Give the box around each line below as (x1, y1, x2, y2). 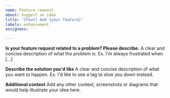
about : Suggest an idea (5, 12, 56, 17)
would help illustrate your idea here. (5, 87, 81, 93)
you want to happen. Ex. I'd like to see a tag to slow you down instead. (5, 71, 154, 77)
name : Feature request (5, 7, 54, 13)
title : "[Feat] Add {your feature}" (5, 17, 83, 22)
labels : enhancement (5, 22, 50, 27)
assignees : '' (5, 27, 36, 32)
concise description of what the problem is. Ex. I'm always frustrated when (5, 51, 163, 57)
